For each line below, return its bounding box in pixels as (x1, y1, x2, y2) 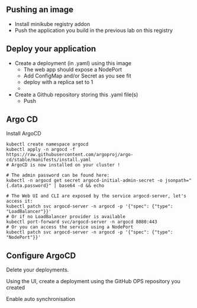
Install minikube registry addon (14, 20, 91, 27)
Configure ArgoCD (6, 251, 76, 261)
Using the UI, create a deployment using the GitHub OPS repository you (6, 278, 180, 285)
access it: (6, 198, 33, 205)
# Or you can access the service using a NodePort (6, 224, 134, 230)
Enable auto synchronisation (6, 296, 76, 303)
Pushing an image (6, 5, 74, 15)
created (6, 284, 25, 291)
